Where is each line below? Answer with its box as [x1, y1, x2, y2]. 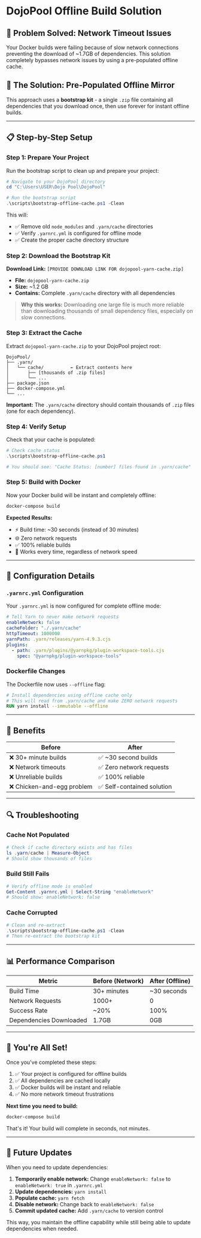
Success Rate [9, 1007, 48, 1015]
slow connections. [20, 314, 66, 321]
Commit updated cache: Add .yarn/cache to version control [14, 1207, 163, 1214]
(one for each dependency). [6, 407, 75, 414]
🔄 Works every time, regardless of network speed [14, 548, 138, 555]
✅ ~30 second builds [98, 754, 158, 762]
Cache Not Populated [6, 831, 70, 839]
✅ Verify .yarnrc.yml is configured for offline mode [14, 230, 142, 237]
